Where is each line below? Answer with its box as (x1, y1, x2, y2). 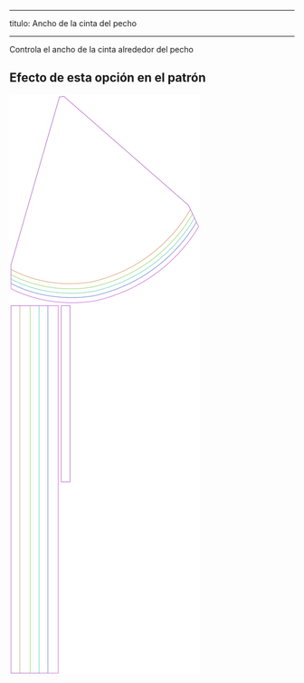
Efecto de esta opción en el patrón (9, 70, 206, 86)
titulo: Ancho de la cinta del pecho (9, 18, 138, 28)
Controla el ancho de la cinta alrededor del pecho (9, 44, 195, 54)
